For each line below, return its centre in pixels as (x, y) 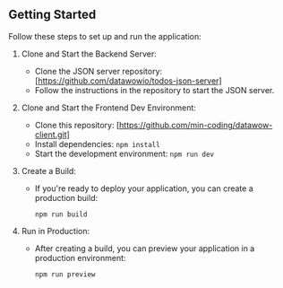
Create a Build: (49, 170)
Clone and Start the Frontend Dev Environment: (108, 108)
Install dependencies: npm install (97, 144)
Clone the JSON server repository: (99, 71)
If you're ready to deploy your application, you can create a (144, 188)
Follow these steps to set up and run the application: (105, 36)
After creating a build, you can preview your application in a (145, 248)
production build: (66, 197)
